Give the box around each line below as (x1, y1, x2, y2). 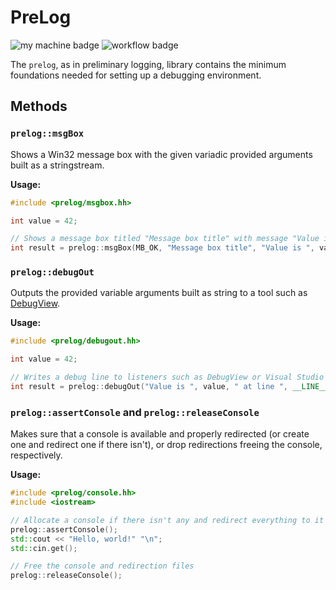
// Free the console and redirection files (10, 561, 195, 571)
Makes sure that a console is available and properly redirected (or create (10, 428, 310, 440)
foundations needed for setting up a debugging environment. (10, 69, 262, 81)
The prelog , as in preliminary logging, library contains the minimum (10, 58, 287, 70)
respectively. (10, 449, 63, 461)
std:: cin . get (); (10, 543, 78, 553)
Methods (10, 98, 68, 115)
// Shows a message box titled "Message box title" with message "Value (10, 234, 320, 244)
